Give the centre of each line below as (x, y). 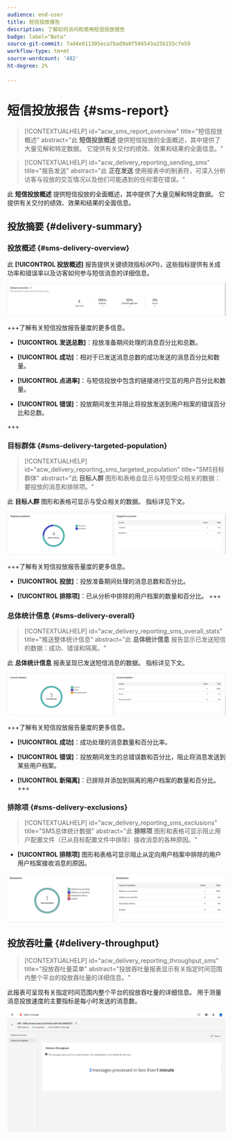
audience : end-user (35, 15)
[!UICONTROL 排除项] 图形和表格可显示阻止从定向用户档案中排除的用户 (119, 855)
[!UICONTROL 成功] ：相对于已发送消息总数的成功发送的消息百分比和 (115, 357)
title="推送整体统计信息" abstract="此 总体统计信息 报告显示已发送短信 (125, 640)
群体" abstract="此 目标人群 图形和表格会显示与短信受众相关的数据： (122, 478)
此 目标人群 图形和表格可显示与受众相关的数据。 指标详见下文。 (98, 502)
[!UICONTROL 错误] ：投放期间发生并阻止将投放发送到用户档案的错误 (115, 404)
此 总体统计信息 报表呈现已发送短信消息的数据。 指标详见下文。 (98, 663)
